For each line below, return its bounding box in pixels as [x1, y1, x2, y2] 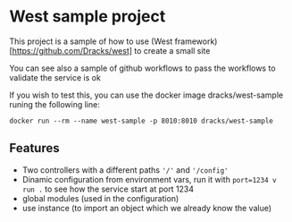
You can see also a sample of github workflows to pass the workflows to [9, 63, 276, 73]
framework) [174, 36, 218, 47]
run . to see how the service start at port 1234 [21, 184, 195, 194]
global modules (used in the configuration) [21, 192, 179, 203]
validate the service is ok [9, 72, 101, 82]
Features [9, 141, 60, 156]
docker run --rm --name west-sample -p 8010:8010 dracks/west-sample [9, 116, 274, 125]
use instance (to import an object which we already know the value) [21, 202, 272, 213]
